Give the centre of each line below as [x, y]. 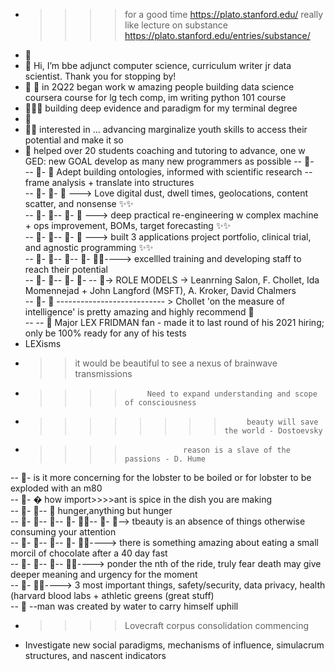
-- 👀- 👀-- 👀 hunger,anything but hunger [91, 510]
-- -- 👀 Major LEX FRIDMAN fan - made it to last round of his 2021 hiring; [174, 322]
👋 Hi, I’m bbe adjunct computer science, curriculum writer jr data [158, 65]
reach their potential [66, 269]
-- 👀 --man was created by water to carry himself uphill [124, 606]
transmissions [103, 373]
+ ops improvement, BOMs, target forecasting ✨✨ [127, 225]
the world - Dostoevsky [273, 431]
